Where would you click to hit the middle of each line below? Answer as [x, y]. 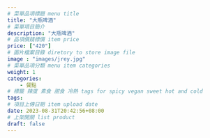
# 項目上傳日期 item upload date [53, 105]
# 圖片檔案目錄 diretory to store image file [72, 53]
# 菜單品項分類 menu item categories [59, 66]
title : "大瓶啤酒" [32, 20]
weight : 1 [22, 72]
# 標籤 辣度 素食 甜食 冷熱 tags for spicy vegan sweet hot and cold [105, 91]
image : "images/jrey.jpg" [46, 59]
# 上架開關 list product [41, 117]
